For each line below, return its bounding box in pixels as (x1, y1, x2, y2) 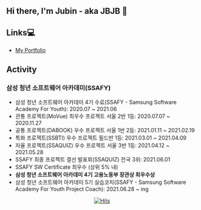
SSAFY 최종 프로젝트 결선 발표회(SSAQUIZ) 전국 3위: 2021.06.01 (15, 155, 171, 163)
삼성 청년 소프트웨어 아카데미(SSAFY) (6, 83, 111, 92)
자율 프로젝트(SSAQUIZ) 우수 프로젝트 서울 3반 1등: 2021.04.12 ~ (15, 141, 170, 149)
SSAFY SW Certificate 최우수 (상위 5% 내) (15, 163, 118, 171)
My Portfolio (15, 47, 46, 54)
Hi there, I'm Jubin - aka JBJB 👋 (6, 6, 128, 16)
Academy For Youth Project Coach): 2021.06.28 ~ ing (15, 185, 149, 192)
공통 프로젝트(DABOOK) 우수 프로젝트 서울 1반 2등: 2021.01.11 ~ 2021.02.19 (15, 126, 196, 134)
